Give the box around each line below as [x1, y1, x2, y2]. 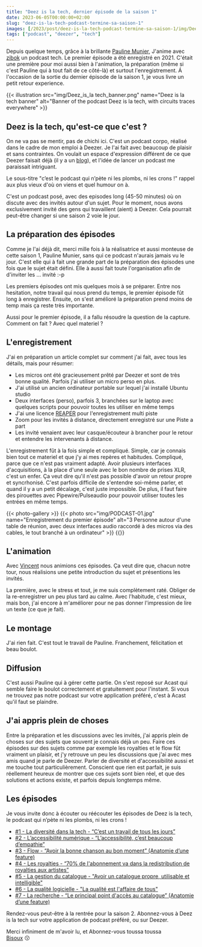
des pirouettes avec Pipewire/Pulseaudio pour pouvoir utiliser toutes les [6, 492, 185, 499]
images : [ [6, 25, 31, 32]
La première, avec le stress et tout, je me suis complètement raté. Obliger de [6, 587, 195, 594]
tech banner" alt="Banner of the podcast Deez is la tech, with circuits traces [6, 97, 195, 105]
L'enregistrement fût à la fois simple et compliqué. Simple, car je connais [6, 446, 186, 454]
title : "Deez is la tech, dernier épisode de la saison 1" [6, 8, 158, 15]
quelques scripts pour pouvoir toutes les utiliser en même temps [14, 403, 175, 410]
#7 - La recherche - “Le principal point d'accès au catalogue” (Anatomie [14, 892, 194, 899]
